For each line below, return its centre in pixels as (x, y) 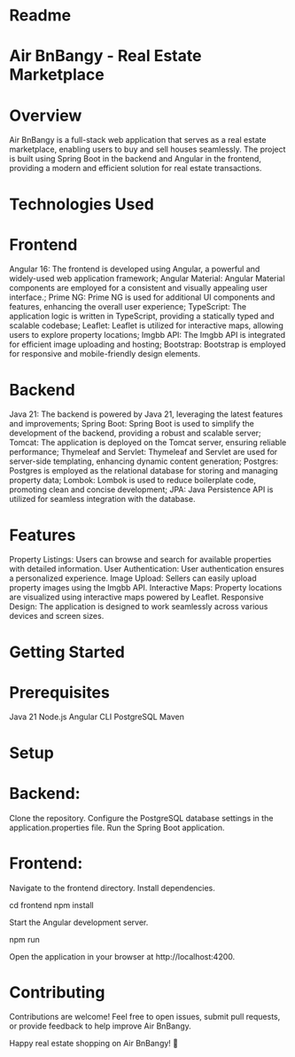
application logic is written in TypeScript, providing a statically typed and (142, 317)
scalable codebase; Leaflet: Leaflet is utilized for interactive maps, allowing (146, 325)
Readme (40, 16)
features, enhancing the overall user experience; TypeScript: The (128, 307)
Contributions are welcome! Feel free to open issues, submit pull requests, (145, 1017)
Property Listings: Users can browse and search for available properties (140, 560)
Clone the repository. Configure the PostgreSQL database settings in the (141, 818)
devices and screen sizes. (57, 616)
